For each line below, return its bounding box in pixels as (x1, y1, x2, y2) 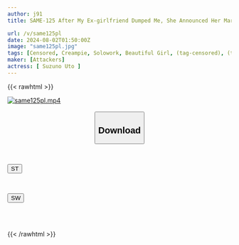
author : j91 (7, 10, 43, 18)
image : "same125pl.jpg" (7, 43, 78, 50)
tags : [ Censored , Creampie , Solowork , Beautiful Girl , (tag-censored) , (7, 50, 224, 57)
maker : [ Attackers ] (7, 56, 65, 64)
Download (98, 125, 141, 136)
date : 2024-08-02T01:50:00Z (7, 36, 91, 43)
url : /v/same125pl (7, 30, 62, 37)
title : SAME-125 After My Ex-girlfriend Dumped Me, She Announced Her (7, 17, 221, 24)
